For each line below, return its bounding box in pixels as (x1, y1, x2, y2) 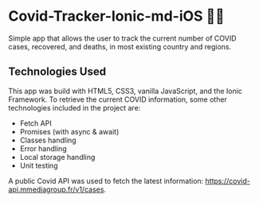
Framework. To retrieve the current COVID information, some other (8, 95, 227, 104)
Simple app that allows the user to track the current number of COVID (8, 33, 237, 43)
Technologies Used (8, 65, 106, 79)
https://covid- (205, 176, 251, 185)
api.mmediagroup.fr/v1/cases (8, 185, 104, 194)
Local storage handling (19, 152, 96, 161)
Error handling (19, 143, 67, 153)
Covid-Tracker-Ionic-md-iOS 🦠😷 (8, 7, 225, 25)
